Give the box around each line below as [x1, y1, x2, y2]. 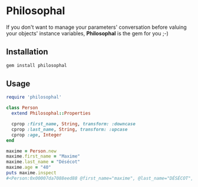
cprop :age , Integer [11, 132, 62, 138]
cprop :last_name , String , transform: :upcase [11, 126, 128, 132]
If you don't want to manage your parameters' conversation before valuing [6, 24, 187, 31]
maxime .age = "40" [6, 165, 51, 171]
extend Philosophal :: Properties [11, 111, 91, 116]
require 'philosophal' [6, 94, 62, 101]
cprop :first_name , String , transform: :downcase [11, 121, 136, 127]
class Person [6, 105, 38, 111]
